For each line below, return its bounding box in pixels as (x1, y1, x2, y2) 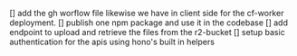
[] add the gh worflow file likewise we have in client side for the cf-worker (9, 8, 284, 18)
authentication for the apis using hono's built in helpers (9, 36, 216, 47)
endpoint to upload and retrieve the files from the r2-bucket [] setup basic (9, 27, 285, 37)
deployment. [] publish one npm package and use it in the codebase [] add (9, 17, 288, 28)
